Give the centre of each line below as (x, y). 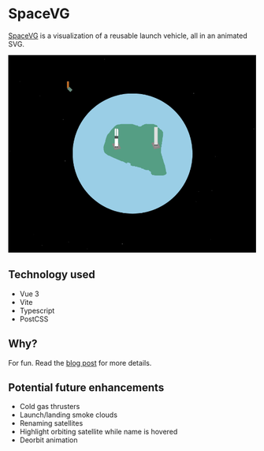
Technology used (52, 274)
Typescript (37, 310)
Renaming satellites (51, 423)
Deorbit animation (48, 440)
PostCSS (34, 319)
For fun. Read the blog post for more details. (80, 363)
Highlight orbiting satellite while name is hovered (99, 432)
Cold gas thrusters (50, 407)
